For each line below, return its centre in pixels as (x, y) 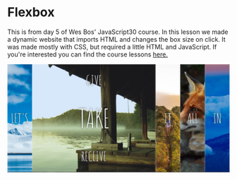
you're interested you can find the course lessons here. (87, 54)
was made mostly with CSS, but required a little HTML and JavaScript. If (112, 47)
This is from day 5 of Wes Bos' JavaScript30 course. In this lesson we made (118, 32)
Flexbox (31, 12)
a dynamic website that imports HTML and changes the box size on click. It (116, 39)
